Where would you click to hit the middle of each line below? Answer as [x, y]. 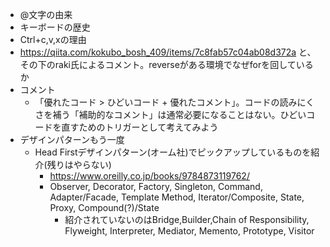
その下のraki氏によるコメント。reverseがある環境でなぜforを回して [158, 64]
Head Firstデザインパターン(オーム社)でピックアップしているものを [173, 152]
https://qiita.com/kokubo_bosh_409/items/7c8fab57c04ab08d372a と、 [168, 52]
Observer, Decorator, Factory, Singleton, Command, [156, 186]
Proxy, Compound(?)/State [104, 207]
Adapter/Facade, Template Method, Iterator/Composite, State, [177, 197]
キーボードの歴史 [55, 27]
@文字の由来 [46, 14]
